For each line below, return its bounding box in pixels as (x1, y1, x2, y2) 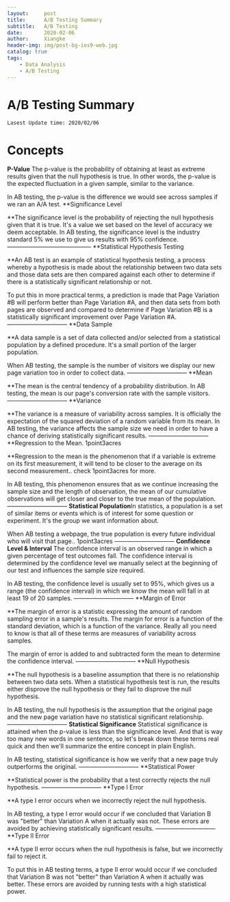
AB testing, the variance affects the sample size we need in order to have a (7, 425, 218, 433)
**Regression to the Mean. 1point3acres (7, 439, 122, 447)
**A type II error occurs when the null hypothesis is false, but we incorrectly (7, 845, 223, 853)
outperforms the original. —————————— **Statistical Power (7, 763, 196, 771)
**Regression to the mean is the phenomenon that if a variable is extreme (7, 452, 216, 460)
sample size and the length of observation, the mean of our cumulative (7, 488, 207, 496)
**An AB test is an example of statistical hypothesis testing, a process (7, 256, 205, 264)
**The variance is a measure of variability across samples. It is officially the (7, 410, 221, 418)
